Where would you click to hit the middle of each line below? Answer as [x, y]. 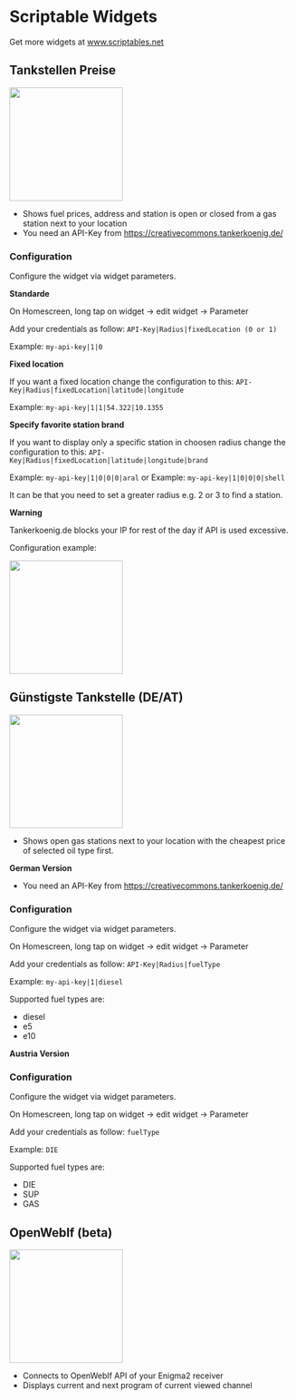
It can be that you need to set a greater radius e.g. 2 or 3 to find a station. [146, 495]
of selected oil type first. [68, 850]
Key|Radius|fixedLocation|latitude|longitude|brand [109, 461]
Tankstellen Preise [62, 70]
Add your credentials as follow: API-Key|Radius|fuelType [115, 964]
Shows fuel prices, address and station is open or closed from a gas [149, 213]
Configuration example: [53, 548]
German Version [41, 867]
